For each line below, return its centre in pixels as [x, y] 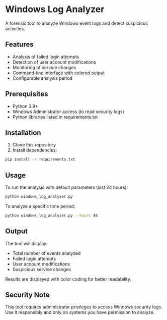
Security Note [27, 295]
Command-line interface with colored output [59, 73]
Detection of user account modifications [54, 62]
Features [19, 45]
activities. [15, 28]
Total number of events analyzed [47, 253]
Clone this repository [34, 145]
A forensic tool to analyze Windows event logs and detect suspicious [77, 23]
